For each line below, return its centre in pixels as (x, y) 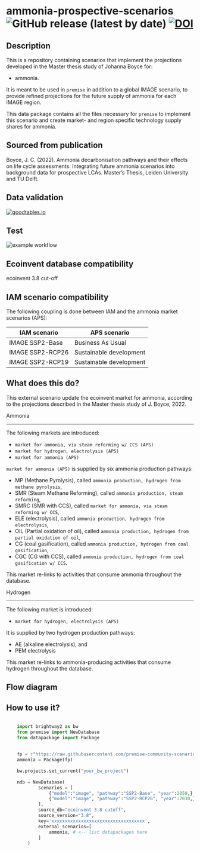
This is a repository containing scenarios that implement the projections (94, 60)
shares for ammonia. (31, 126)
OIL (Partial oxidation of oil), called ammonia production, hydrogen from (102, 531)
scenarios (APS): (27, 318)
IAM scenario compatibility (57, 297)
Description (28, 46)
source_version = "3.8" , (66, 816)
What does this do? (43, 383)
